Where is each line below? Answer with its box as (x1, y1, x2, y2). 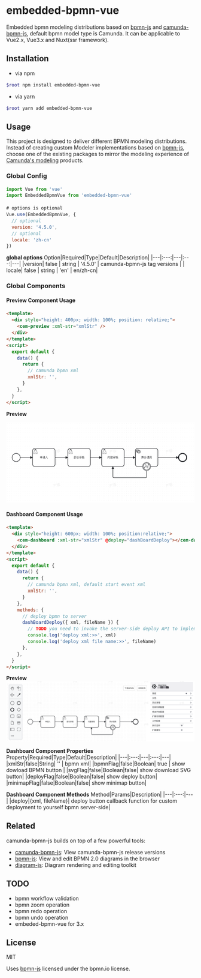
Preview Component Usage (6, 297, 76, 304)
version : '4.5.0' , (11, 224, 58, 230)
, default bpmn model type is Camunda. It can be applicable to (26, 29, 181, 37)
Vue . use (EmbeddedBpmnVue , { (6, 211, 77, 218)
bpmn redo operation (14, 907, 68, 914)
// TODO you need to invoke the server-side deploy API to (28, 626, 178, 632)
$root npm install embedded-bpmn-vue (6, 82, 100, 88)
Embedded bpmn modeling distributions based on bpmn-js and (6, 23, 163, 31)
